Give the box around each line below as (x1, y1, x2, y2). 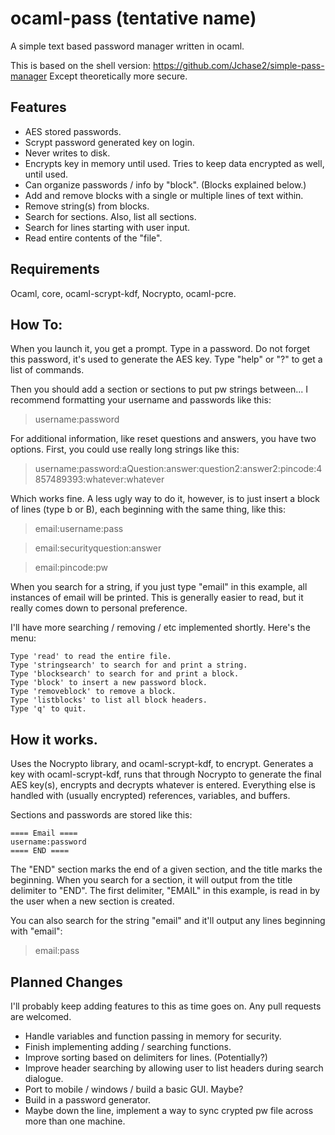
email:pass (34, 945, 80, 957)
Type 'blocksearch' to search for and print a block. (10, 669, 240, 679)
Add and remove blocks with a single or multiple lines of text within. (24, 189, 304, 201)
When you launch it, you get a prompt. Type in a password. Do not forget (10, 343, 311, 355)
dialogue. (24, 1073, 64, 1084)
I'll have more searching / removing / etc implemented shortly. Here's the (10, 622, 311, 634)
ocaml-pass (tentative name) (10, 7, 257, 30)
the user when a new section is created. (10, 895, 175, 907)
